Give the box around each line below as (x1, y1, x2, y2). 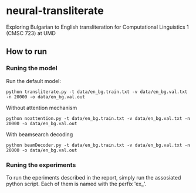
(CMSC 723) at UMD (6, 29, 56, 36)
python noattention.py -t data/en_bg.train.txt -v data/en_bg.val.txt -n (6, 115, 191, 121)
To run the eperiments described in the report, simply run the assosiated (6, 174, 181, 181)
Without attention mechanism (6, 104, 77, 111)
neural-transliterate (6, 4, 104, 18)
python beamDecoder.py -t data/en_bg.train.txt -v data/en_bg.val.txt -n (6, 142, 191, 148)
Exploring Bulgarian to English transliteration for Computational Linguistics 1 (6, 23, 189, 30)
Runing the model (6, 64, 58, 73)
